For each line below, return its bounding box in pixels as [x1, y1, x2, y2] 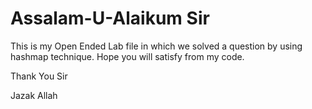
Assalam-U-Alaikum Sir [10, 7, 210, 30]
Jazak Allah [10, 89, 58, 101]
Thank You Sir [10, 70, 68, 82]
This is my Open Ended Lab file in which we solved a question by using [10, 40, 303, 52]
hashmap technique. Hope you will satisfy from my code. [10, 50, 245, 62]
